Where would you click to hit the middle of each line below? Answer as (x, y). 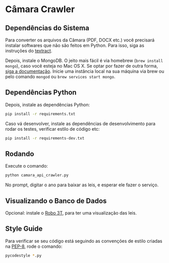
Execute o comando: (26, 166)
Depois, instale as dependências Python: (48, 104)
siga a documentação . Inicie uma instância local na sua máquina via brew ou (85, 71)
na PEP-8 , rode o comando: (34, 246)
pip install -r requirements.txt (40, 114)
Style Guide (24, 229)
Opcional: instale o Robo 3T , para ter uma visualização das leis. (71, 213)
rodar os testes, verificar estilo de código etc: (52, 129)
